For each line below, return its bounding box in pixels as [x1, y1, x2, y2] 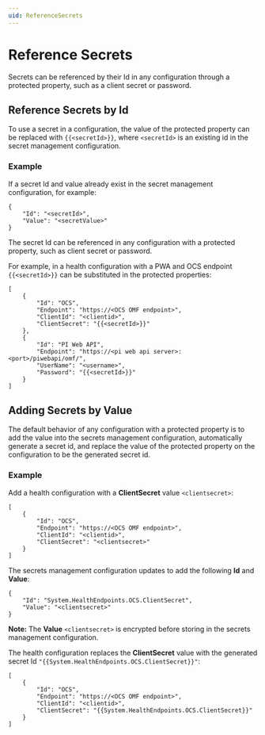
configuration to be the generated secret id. [8, 450, 150, 460]
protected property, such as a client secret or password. [8, 80, 192, 90]
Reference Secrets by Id [8, 103, 129, 117]
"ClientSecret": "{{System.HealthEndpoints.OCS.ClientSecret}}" [36, 706, 253, 714]
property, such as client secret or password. [8, 246, 153, 255]
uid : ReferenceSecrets [8, 11, 83, 20]
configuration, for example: [8, 187, 97, 197]
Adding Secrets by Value [8, 404, 133, 417]
